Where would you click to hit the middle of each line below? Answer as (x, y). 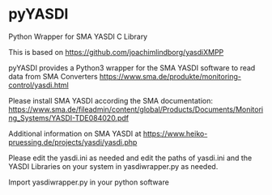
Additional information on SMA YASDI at (75, 134)
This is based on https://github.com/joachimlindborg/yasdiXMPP (116, 52)
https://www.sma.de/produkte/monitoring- (170, 76)
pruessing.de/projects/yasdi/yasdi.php (73, 142)
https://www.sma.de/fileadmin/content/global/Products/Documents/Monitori (136, 109)
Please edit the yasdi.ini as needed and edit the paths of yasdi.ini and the (130, 158)
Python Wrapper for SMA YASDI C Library (78, 36)
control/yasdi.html (38, 85)
